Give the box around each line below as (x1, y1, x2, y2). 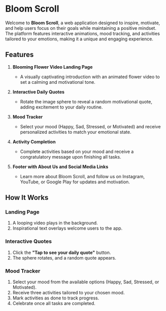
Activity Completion (12, 138, 56, 144)
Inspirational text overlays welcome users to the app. (12, 225, 123, 231)
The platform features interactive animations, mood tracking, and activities (5, 30, 160, 36)
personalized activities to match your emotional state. (20, 129, 132, 135)
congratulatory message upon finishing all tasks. (20, 153, 122, 160)
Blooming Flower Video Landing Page (12, 64, 93, 70)
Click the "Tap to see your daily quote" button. (12, 249, 111, 255)
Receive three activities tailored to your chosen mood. (12, 290, 125, 296)
